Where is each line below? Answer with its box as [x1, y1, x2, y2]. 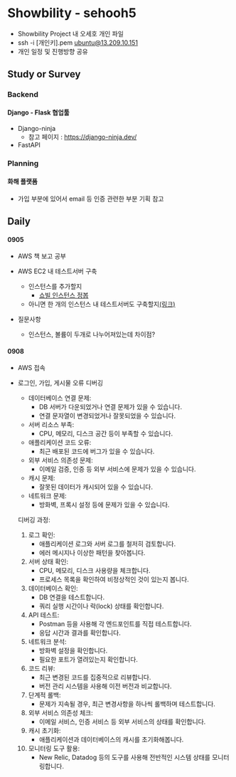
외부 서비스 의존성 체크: [28, 709, 94, 717]
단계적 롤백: [28, 691, 61, 699]
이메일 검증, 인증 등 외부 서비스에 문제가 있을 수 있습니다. [38, 465, 197, 474]
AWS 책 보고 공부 [17, 252, 66, 260]
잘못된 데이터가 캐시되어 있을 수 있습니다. [38, 482, 153, 492]
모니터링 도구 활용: [28, 744, 80, 753]
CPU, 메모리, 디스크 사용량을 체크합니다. [38, 566, 151, 575]
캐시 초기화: [28, 726, 61, 735]
